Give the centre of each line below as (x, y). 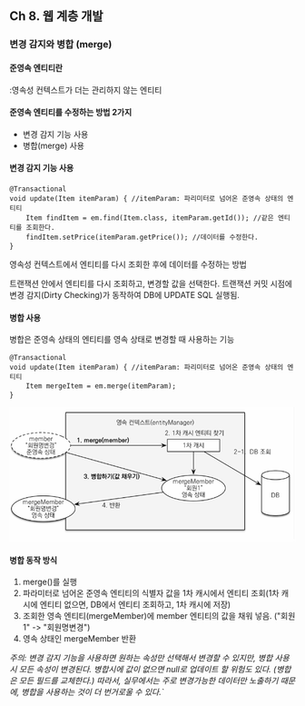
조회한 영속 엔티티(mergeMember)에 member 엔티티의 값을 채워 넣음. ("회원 (159, 616)
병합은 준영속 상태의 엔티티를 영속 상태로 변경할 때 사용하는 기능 (122, 340)
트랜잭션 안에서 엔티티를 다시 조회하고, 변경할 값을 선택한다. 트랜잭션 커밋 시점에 (151, 283)
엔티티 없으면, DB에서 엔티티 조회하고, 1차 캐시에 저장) (135, 605)
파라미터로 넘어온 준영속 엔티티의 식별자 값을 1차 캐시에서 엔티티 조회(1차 (151, 593)
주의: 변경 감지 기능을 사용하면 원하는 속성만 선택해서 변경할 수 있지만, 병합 (141, 658)
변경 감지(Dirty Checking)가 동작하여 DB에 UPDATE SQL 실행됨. (125, 294)
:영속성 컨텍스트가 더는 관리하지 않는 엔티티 (86, 90)
